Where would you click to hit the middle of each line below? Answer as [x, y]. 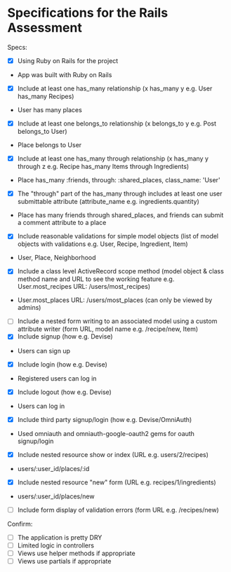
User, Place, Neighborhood [57, 258]
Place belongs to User [49, 145]
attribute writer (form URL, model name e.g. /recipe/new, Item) [108, 329]
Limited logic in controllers [56, 545]
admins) [29, 308]
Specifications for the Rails [88, 13]
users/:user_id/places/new [56, 496]
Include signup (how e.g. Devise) [65, 336]
